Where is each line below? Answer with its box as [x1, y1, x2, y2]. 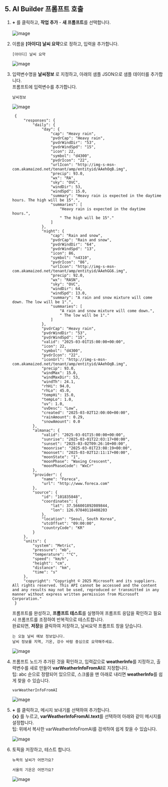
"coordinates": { [41, 499, 78, 504]
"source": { [32, 490, 58, 495]
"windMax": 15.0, [41, 370, 78, 376]
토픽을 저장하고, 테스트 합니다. [12, 746, 72, 753]
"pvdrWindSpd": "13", [50, 246, 96, 252]
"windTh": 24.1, [41, 379, 76, 384]
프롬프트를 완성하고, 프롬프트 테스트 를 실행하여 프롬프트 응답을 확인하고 [12, 610, 152, 616]
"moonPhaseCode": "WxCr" [41, 463, 94, 468]
